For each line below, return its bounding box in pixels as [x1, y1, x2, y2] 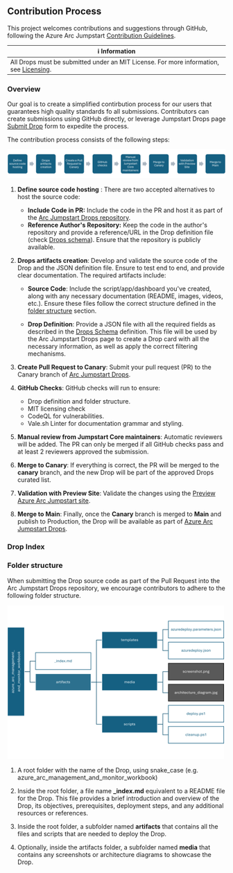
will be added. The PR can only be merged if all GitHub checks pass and [17, 440, 224, 449]
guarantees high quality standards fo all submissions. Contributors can [7, 107, 209, 116]
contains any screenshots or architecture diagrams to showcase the [17, 850, 212, 858]
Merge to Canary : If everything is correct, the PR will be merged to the [17, 461, 220, 469]
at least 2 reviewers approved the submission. [17, 447, 149, 456]
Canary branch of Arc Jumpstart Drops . [17, 370, 131, 379]
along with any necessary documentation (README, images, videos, [27, 292, 223, 300]
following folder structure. [7, 591, 81, 599]
